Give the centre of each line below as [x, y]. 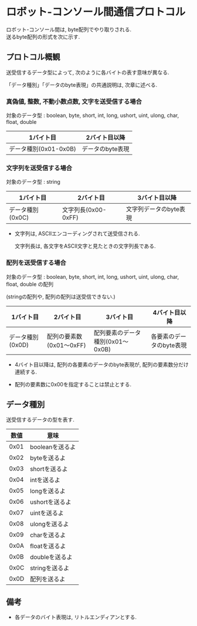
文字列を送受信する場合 [39, 168]
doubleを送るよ [52, 557]
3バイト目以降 [157, 198]
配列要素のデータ [117, 332]
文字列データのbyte [153, 209]
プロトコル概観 [33, 57]
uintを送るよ [47, 513]
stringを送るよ [50, 568]
